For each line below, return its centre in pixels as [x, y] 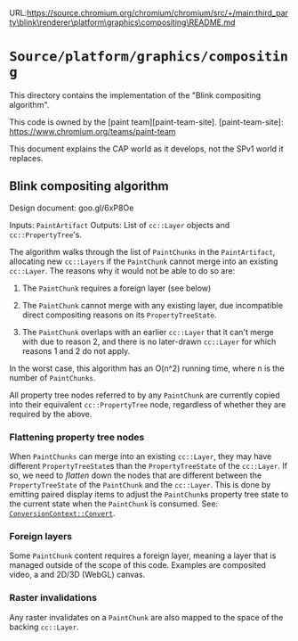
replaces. [26, 158]
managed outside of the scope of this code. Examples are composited [138, 565]
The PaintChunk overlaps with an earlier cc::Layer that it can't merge [148, 332]
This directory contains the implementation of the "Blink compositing [135, 95]
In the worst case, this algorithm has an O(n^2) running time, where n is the [147, 368]
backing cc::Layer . [44, 627]
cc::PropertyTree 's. [46, 234]
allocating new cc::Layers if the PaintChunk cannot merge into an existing [144, 261]
